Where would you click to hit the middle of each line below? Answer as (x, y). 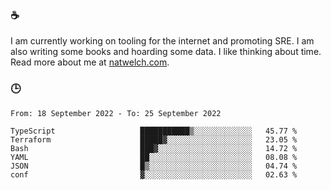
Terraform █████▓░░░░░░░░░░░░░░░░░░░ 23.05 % (154, 139)
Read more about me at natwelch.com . (90, 62)
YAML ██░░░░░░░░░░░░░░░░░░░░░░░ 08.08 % (154, 157)
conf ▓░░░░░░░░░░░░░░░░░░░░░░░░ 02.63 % (154, 174)
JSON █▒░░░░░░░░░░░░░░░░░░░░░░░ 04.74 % (154, 166)
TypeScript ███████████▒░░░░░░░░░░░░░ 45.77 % (154, 131)
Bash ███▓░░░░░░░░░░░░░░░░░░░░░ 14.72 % (154, 148)
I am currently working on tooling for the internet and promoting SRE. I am (162, 41)
